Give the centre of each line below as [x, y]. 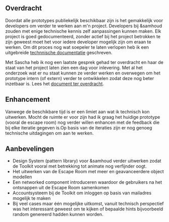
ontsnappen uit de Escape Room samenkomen [61, 188]
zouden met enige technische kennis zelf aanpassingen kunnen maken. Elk [83, 31]
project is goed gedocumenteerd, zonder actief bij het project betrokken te [83, 36]
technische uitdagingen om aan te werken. [49, 133]
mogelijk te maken [32, 198]
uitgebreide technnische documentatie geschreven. [59, 52]
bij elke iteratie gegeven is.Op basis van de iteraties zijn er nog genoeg [79, 127]
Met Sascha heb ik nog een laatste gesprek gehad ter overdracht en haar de [84, 62]
